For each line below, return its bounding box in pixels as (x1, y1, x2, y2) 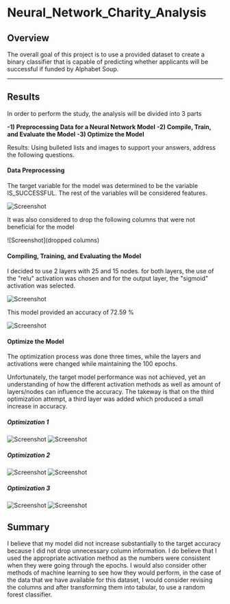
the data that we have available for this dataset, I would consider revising (7, 576, 213, 584)
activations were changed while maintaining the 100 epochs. (7, 360, 178, 368)
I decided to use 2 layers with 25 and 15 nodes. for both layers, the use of (7, 267, 214, 275)
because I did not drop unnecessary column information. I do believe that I (7, 547, 217, 555)
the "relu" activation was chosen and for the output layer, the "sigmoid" (7, 275, 209, 283)
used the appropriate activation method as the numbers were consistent (7, 554, 211, 562)
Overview (7, 32, 50, 44)
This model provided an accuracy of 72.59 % (7, 308, 135, 316)
